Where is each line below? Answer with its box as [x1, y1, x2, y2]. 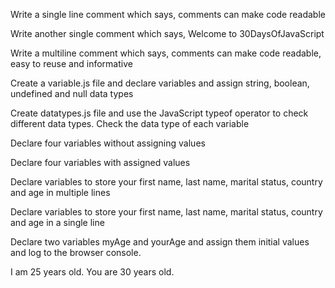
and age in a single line [10, 217, 105, 228]
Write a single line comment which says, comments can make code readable [10, 9, 326, 20]
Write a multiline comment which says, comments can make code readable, [10, 47, 322, 59]
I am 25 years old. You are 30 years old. [10, 266, 175, 278]
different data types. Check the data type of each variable [10, 118, 250, 129]
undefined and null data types [10, 88, 134, 99]
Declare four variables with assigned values [10, 157, 191, 168]
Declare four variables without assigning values [10, 137, 206, 149]
